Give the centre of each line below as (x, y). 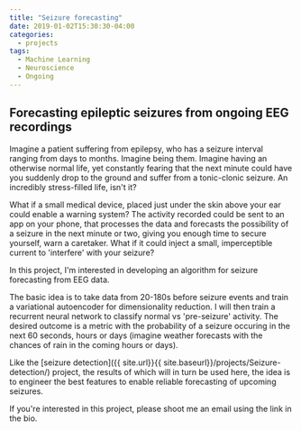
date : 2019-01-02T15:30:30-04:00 (72, 26)
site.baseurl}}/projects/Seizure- (222, 362)
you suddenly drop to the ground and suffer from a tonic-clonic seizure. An (149, 178)
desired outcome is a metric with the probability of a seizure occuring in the (150, 326)
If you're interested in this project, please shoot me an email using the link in (150, 408)
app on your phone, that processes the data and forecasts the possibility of (149, 224)
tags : (19, 51)
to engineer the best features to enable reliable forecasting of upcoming (143, 381)
